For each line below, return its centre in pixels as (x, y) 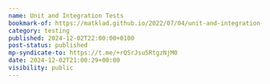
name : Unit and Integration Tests (66, 16)
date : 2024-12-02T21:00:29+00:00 (64, 61)
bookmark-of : (30, 23)
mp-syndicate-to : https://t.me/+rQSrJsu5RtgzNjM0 (93, 53)
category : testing (39, 30)
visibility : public (41, 68)
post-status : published (48, 46)
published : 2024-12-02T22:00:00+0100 (72, 38)
